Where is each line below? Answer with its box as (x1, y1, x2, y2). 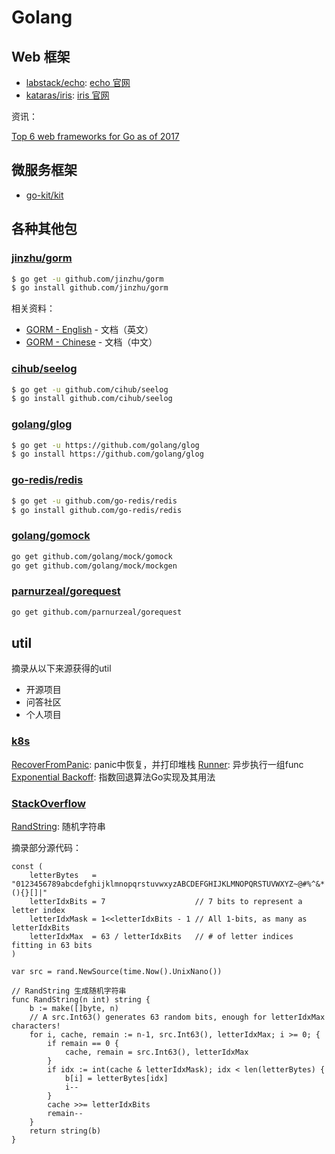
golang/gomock (11, 529, 91, 543)
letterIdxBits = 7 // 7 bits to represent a (29, 897, 303, 907)
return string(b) (29, 1126, 102, 1136)
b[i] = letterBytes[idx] (64, 1074, 169, 1084)
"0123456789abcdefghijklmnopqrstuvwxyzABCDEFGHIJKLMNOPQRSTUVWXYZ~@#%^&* (11, 879, 326, 890)
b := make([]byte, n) (29, 1004, 119, 1014)
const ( (11, 862, 44, 872)
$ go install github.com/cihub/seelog (11, 394, 173, 404)
